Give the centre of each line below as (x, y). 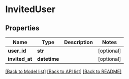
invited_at (20, 59)
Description (78, 42)
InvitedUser (30, 9)
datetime (48, 59)
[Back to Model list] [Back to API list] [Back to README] (63, 71)
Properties (22, 28)
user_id (17, 51)
